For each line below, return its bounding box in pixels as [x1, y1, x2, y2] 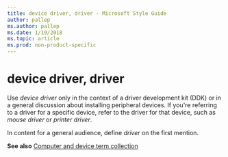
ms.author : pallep [7, 23, 60, 29]
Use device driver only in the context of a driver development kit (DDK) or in [7, 94, 221, 102]
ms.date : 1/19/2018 [7, 29, 63, 36]
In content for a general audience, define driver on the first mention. [7, 128, 199, 137]
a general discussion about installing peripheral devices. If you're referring [7, 100, 217, 109]
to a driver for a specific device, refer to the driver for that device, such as [7, 108, 216, 116]
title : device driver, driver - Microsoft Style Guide [7, 10, 167, 17]
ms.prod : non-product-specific [7, 42, 97, 48]
